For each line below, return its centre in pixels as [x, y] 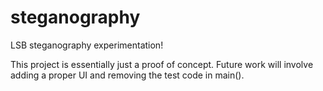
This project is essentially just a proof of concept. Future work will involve [162, 64]
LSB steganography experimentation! [87, 45]
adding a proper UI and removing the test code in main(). [127, 75]
